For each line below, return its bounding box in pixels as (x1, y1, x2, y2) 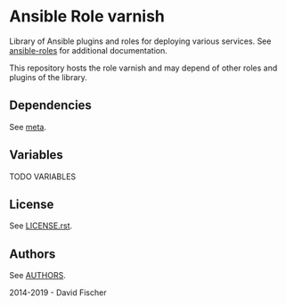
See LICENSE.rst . (9, 220, 73, 231)
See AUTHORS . (9, 270, 67, 281)
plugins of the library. (9, 71, 87, 82)
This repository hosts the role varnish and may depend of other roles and (9, 62, 278, 73)
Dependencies (9, 98, 92, 113)
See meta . (9, 121, 47, 132)
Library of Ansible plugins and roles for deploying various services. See (9, 36, 272, 46)
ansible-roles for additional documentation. (9, 45, 168, 55)
